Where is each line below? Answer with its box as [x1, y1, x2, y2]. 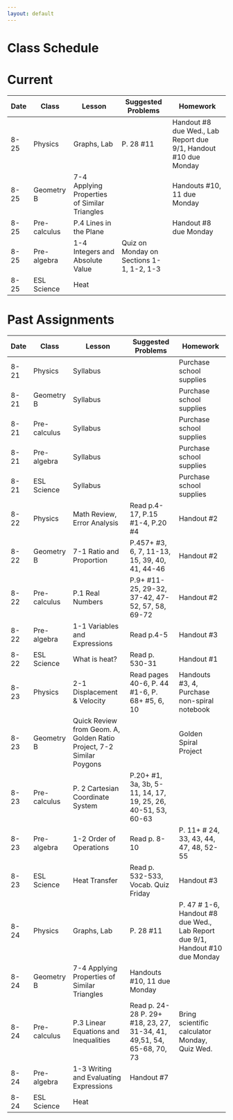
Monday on [121, 246, 159, 256]
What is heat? [72, 654, 118, 664]
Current [7, 72, 53, 87]
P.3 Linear [72, 1018, 106, 1028]
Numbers [72, 596, 103, 606]
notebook [179, 704, 210, 714]
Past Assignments [7, 312, 114, 327]
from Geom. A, [72, 724, 120, 734]
